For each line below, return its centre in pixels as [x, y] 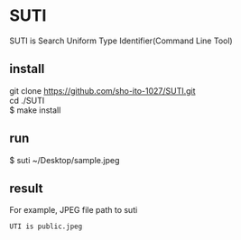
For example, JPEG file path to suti [74, 210]
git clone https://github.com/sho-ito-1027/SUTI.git [102, 90]
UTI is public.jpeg [46, 226]
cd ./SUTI [27, 100]
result [26, 188]
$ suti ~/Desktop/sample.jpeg [65, 160]
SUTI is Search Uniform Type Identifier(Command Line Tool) [121, 41]
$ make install [35, 110]
